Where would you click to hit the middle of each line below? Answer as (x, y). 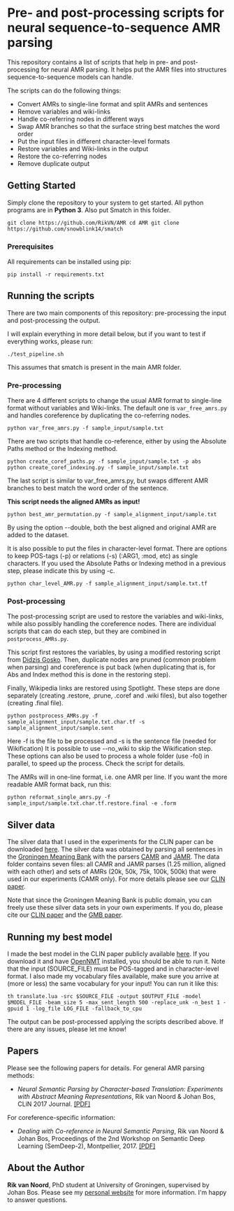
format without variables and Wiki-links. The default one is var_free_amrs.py (117, 408)
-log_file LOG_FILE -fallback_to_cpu (87, 1009)
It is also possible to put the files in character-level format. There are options (117, 548)
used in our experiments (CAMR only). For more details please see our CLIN (116, 879)
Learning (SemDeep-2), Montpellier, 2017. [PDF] (86, 1146)
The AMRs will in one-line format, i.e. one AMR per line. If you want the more (117, 777)
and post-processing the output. (54, 320)
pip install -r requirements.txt (56, 275)
